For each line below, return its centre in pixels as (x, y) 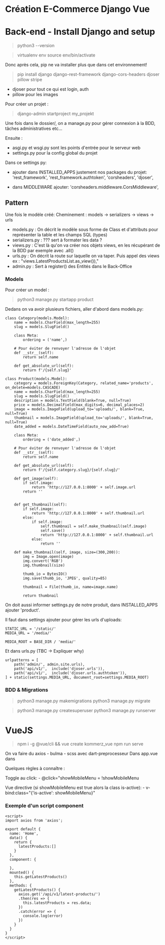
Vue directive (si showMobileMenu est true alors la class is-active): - (75, 788)
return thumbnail (41, 596)
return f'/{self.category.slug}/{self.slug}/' (72, 470)
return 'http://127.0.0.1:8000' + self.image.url (83, 487)
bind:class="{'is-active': (30, 793)
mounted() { (22, 872)
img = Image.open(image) (48, 557)
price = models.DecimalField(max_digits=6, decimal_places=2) (79, 405)
